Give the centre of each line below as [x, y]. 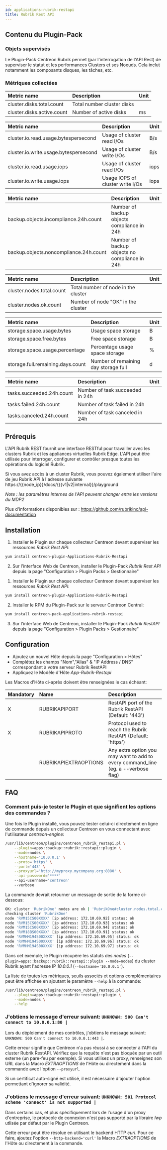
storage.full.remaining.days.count [47, 364]
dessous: [14, 900]
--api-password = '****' [38, 876]
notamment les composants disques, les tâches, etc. [59, 70]
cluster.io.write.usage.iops [39, 181]
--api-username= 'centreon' [42, 881]
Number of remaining [116, 361]
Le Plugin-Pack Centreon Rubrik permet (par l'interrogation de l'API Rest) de [83, 60]
